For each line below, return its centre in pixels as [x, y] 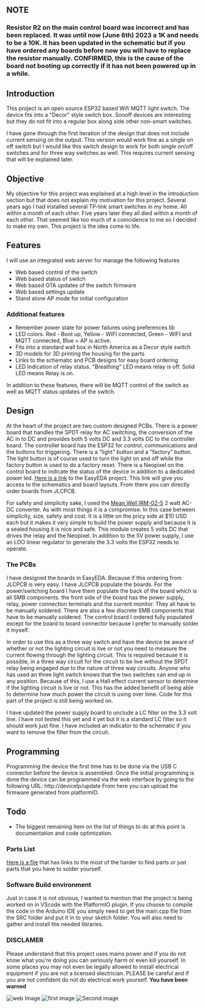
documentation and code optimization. [64, 833]
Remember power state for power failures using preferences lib [95, 327]
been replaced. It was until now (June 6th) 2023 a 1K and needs [102, 35]
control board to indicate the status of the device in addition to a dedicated [100, 471]
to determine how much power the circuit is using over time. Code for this [99, 694]
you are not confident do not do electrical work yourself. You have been [97, 980]
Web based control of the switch [56, 272]
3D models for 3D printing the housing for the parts [80, 354]
